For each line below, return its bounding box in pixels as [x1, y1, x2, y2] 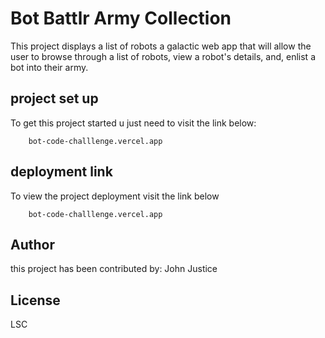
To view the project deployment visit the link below [10, 190, 220, 202]
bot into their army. [10, 61, 89, 73]
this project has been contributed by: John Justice [10, 263, 218, 275]
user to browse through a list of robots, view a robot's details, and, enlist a [10, 50, 316, 62]
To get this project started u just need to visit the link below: [10, 117, 257, 129]
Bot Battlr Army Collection [10, 7, 232, 30]
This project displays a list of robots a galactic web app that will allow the [10, 40, 312, 52]
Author [10, 236, 55, 253]
